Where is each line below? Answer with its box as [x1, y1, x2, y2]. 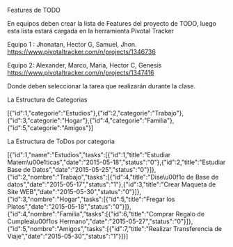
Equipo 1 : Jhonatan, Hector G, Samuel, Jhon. [7, 40, 137, 48]
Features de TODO [7, 6, 61, 14]
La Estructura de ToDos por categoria [7, 137, 115, 145]
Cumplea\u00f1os [7, 217, 58, 225]
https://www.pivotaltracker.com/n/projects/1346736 [7, 48, 156, 56]
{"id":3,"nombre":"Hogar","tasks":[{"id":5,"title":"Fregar [7, 195, 166, 203]
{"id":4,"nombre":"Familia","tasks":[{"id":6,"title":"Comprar [7, 210, 175, 218]
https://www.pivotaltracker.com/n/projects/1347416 [7, 69, 154, 77]
